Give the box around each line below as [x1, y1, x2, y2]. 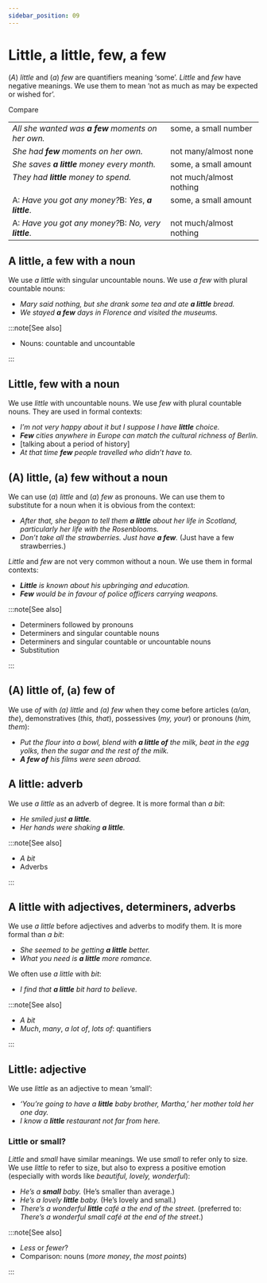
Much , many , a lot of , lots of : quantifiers [19, 1024, 152, 1034]
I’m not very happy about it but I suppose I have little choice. [19, 422, 220, 432]
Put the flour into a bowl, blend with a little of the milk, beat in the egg [19, 737, 250, 747]
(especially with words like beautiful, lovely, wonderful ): [8, 1171, 191, 1180]
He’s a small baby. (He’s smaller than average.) [19, 1187, 175, 1196]
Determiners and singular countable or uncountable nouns [19, 637, 211, 646]
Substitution [19, 645, 60, 654]
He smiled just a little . [19, 814, 91, 823]
